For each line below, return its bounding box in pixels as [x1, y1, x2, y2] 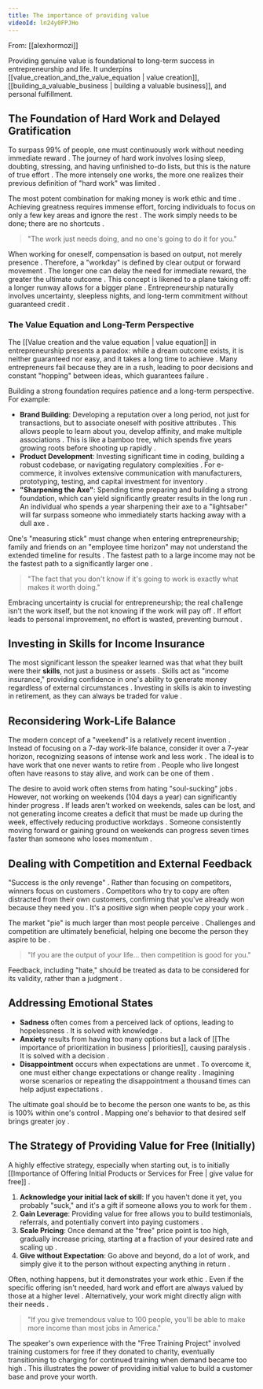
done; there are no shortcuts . [8, 219, 104, 228]
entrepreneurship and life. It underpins [8, 64, 133, 73]
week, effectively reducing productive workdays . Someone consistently [8, 817, 242, 827]
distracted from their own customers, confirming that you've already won [8, 895, 245, 904]
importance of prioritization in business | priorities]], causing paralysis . [19, 1043, 251, 1052]
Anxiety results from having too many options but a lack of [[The [19, 1034, 230, 1043]
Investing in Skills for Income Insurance [8, 637, 206, 650]
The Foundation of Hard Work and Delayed [8, 112, 221, 125]
